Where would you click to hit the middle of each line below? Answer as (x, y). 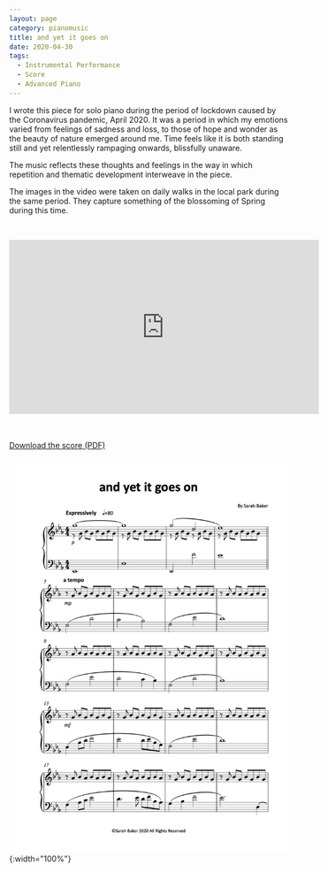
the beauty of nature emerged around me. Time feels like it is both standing (147, 138)
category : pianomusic (49, 28)
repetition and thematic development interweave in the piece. (121, 174)
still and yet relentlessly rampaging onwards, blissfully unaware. (126, 148)
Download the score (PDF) (57, 445)
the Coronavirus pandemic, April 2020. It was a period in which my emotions (149, 119)
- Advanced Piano (49, 84)
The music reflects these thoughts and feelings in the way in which (131, 164)
